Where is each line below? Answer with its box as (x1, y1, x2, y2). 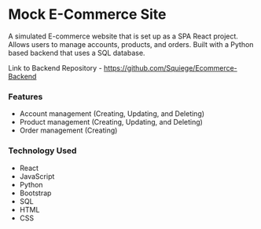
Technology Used (8, 145, 77, 156)
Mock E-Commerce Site (8, 5, 167, 24)
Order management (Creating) (19, 125, 118, 135)
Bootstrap (19, 188, 52, 198)
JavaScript (19, 171, 55, 181)
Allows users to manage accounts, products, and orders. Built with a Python (8, 39, 254, 49)
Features (8, 91, 43, 102)
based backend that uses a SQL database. (8, 48, 145, 57)
